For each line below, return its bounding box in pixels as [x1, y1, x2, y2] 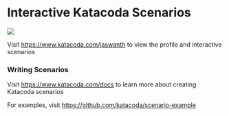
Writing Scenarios [7, 65, 69, 74]
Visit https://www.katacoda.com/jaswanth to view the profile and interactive [7, 40, 222, 49]
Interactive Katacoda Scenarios [7, 5, 191, 21]
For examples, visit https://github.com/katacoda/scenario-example [7, 101, 196, 109]
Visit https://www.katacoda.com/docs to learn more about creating [7, 80, 197, 89]
